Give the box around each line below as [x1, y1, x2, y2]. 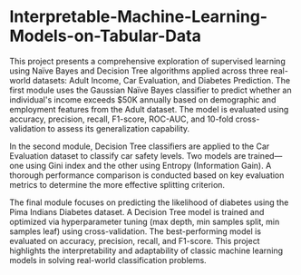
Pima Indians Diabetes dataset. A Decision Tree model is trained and [9, 206, 265, 217]
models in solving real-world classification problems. [9, 254, 207, 265]
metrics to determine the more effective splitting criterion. [9, 179, 225, 190]
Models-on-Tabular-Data [9, 25, 201, 46]
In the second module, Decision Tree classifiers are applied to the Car [9, 141, 270, 152]
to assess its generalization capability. [47, 123, 190, 133]
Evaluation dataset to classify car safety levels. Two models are [9, 150, 247, 161]
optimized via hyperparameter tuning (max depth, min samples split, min [9, 216, 280, 227]
